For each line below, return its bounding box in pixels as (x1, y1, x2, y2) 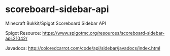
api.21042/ (5, 35, 28, 41)
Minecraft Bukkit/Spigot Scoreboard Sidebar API (5, 20, 107, 26)
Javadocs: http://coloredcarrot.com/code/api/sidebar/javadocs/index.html (5, 45, 161, 51)
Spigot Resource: (5, 30, 42, 36)
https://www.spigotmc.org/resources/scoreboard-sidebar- (42, 30, 165, 36)
